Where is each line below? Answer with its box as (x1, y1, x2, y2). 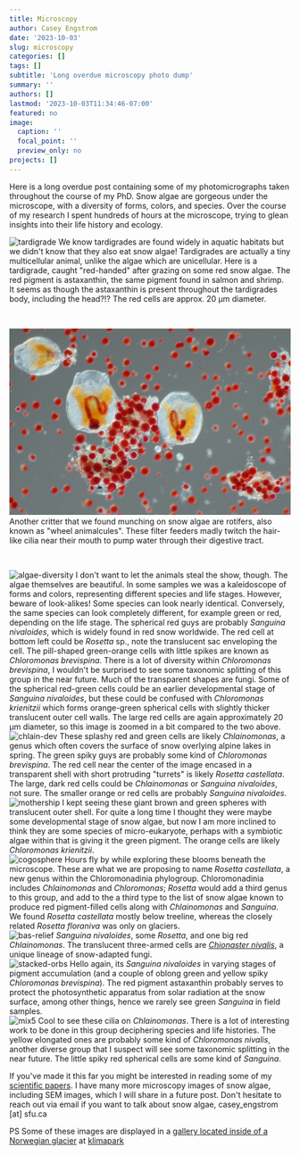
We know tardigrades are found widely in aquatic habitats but (57, 237, 284, 247)
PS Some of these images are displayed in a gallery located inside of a (9, 1126, 268, 1137)
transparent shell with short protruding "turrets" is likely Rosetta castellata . (9, 769, 285, 780)
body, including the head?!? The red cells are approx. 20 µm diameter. (9, 293, 267, 303)
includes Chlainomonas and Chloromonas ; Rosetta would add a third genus (9, 883, 287, 893)
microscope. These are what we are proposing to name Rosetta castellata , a (9, 864, 290, 875)
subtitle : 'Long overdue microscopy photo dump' (9, 71, 194, 80)
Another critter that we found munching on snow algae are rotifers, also (9, 516, 272, 527)
